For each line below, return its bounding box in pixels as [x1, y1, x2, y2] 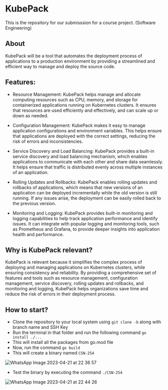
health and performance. [12, 231, 64, 237]
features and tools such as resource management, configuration [5, 275, 138, 281]
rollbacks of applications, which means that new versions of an [12, 184, 143, 190]
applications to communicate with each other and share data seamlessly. [12, 158, 163, 164]
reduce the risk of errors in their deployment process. [5, 291, 116, 297]
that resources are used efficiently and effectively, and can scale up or [12, 107, 159, 113]
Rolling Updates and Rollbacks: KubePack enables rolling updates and [12, 179, 157, 185]
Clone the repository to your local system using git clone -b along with [12, 319, 161, 325]
